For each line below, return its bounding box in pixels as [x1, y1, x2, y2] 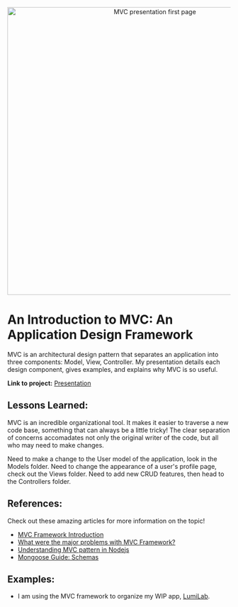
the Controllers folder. [7, 477, 72, 485]
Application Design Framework [7, 327, 193, 343]
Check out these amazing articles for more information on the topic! [7, 516, 205, 525]
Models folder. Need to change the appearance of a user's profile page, [7, 462, 217, 470]
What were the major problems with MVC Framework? [17, 538, 176, 546]
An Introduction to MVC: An [7, 312, 174, 328]
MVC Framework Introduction [17, 530, 104, 538]
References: [7, 498, 62, 510]
